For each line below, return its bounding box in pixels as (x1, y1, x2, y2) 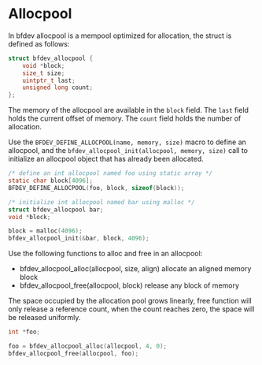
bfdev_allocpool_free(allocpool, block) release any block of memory (19, 281, 240, 290)
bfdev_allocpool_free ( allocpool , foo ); (8, 349, 139, 357)
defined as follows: (8, 39, 70, 48)
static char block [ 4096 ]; (8, 177, 93, 185)
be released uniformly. (8, 313, 81, 322)
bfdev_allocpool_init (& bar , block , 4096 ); (8, 234, 149, 243)
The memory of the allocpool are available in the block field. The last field (8, 106, 249, 115)
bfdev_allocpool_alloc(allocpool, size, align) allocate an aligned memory (19, 264, 252, 274)
